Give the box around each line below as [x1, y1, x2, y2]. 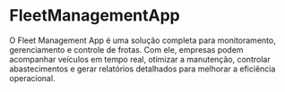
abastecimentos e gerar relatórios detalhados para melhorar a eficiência [9, 63, 276, 74]
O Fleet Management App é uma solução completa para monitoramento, [9, 35, 276, 46]
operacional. [9, 72, 56, 83]
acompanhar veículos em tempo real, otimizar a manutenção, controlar [9, 54, 271, 64]
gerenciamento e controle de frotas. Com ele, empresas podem [9, 44, 244, 54]
